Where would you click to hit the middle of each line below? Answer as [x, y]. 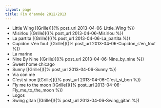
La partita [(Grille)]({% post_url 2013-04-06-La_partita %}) [71, 38]
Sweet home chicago [33, 64]
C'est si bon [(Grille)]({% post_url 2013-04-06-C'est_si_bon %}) [76, 80]
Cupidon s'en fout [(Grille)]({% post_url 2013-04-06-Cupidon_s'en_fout [84, 43]
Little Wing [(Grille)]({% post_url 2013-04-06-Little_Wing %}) [73, 28]
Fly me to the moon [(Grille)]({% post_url [53, 85]
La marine [22, 54]
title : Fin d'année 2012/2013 [36, 14]
